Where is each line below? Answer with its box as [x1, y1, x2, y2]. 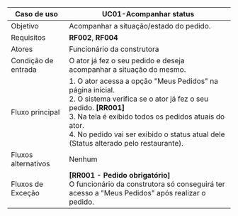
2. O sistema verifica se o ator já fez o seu [69, 94, 209, 104]
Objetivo [11, 21, 39, 31]
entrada [11, 65, 37, 74]
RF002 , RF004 [69, 33, 118, 42]
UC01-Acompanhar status [101, 9, 195, 18]
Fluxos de [11, 179, 44, 189]
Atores [11, 44, 33, 54]
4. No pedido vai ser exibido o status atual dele [69, 129, 225, 139]
